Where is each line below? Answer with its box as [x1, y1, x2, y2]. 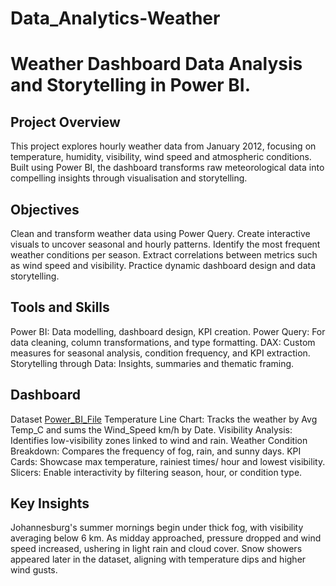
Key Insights [10, 495, 90, 512]
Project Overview [10, 113, 121, 131]
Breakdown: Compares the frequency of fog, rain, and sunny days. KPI [10, 445, 302, 457]
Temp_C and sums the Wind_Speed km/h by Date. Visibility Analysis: [10, 423, 293, 436]
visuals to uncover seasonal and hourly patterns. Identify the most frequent [10, 238, 321, 250]
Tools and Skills [10, 299, 110, 316]
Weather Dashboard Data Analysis [10, 53, 303, 76]
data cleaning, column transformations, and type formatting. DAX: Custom [10, 336, 316, 348]
